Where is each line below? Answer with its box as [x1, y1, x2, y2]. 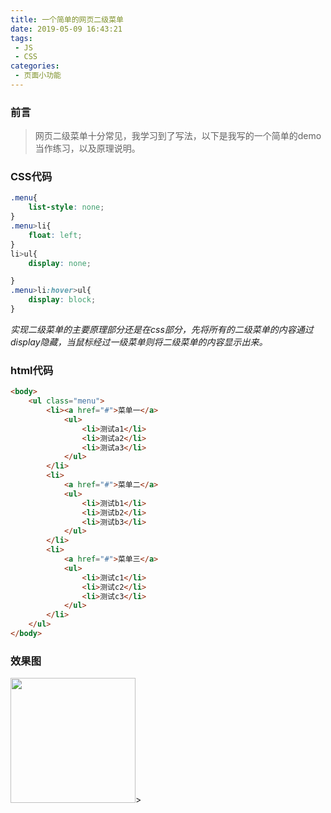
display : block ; [28, 295, 97, 305]
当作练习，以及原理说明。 [34, 142, 141, 155]
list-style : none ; [28, 202, 105, 213]
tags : [10, 33, 33, 43]
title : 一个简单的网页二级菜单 [10, 14, 124, 25]
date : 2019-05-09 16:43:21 [10, 24, 123, 34]
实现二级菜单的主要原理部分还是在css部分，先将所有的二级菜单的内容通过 [10, 323, 314, 335]
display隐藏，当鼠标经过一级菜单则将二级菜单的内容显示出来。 [10, 336, 268, 348]
